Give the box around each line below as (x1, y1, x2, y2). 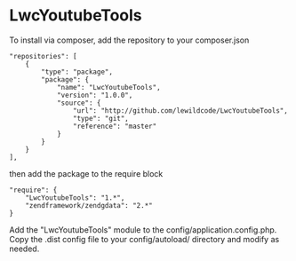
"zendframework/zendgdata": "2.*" (25, 201, 153, 210)
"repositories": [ (9, 51, 77, 60)
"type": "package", (41, 67, 114, 76)
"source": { (56, 99, 101, 107)
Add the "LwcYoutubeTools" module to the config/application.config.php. (9, 224, 277, 235)
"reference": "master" (72, 122, 157, 130)
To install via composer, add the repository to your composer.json (9, 35, 250, 45)
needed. (9, 243, 40, 254)
